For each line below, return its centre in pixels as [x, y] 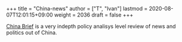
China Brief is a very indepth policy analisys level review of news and [91, 26]
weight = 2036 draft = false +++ [94, 15]
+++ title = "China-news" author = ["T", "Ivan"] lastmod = [77, 9]
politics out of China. [32, 33]
